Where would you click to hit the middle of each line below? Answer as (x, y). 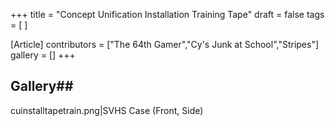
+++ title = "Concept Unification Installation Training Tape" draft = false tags (167, 14)
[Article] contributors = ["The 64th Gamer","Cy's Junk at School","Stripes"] (165, 44)
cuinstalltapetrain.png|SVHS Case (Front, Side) (107, 110)
